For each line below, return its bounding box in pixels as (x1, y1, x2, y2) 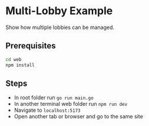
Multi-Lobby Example (5, 4, 113, 18)
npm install (5, 62, 35, 68)
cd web (5, 56, 22, 63)
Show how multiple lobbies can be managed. (5, 24, 115, 31)
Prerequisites (5, 41, 56, 51)
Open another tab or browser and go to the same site (14, 113, 144, 120)
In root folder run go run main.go (14, 94, 94, 101)
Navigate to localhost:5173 (14, 106, 81, 114)
